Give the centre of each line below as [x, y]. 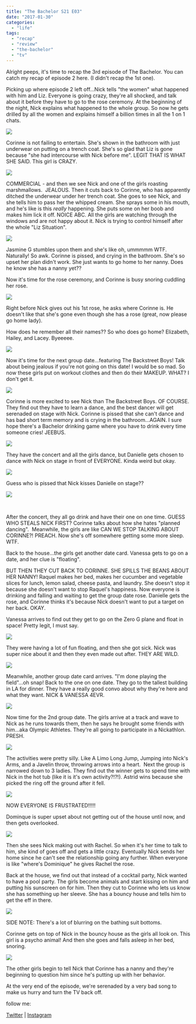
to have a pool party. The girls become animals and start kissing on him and [97, 881]
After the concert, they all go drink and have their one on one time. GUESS [96, 517]
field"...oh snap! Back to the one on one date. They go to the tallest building [97, 682]
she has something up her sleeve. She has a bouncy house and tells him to [96, 894]
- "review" [25, 44]
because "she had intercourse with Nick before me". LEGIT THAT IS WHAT [96, 155]
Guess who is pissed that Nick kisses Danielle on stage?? [75, 483]
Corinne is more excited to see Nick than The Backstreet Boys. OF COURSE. [98, 401]
